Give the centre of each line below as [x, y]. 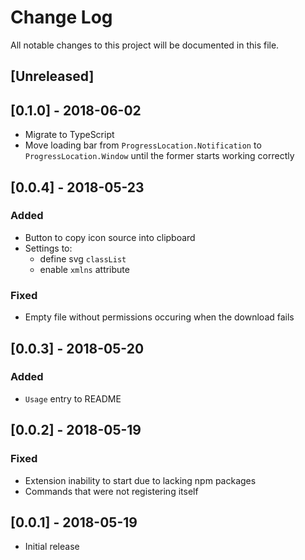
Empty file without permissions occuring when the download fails [159, 317]
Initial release [52, 547]
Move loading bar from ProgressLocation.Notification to [143, 145]
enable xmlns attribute [84, 269]
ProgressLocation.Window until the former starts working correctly [159, 156]
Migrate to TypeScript [69, 135]
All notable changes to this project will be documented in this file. [145, 45]
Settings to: [48, 248]
